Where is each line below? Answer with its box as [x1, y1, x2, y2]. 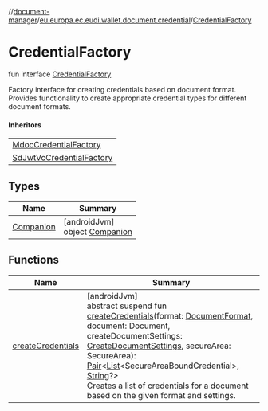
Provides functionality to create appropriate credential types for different [8, 93, 247, 103]
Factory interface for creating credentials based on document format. [8, 84, 237, 94]
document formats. [8, 101, 72, 111]
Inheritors [8, 119, 42, 130]
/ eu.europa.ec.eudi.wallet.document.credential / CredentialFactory [37, 15, 252, 25]
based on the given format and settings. [86, 389, 236, 401]
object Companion [63, 226, 133, 237]
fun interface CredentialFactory [8, 69, 112, 79]
